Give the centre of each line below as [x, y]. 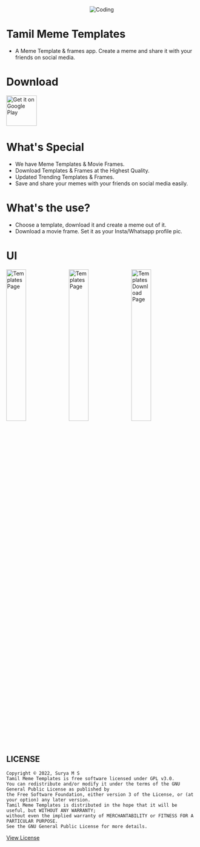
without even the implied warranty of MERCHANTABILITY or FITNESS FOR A [100, 816]
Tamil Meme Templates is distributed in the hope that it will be [92, 805]
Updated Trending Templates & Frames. [65, 177]
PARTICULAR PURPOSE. [32, 821]
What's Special [45, 147]
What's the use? [48, 208]
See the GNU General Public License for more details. [77, 826]
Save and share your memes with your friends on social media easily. [102, 183]
